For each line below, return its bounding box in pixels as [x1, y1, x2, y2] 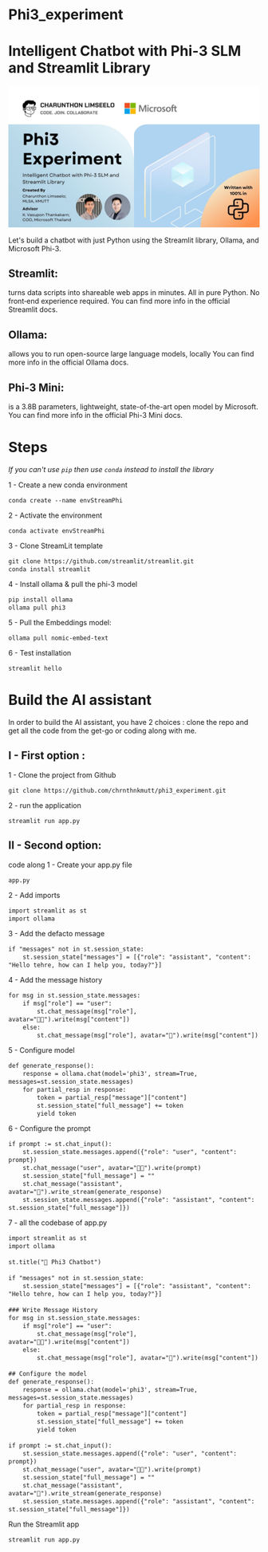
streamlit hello [8, 664, 62, 672]
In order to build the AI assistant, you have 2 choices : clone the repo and [8, 717, 249, 727]
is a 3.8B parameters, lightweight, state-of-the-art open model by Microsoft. [8, 402, 258, 412]
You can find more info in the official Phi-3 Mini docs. [8, 411, 183, 420]
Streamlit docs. [8, 305, 58, 314]
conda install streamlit [8, 565, 91, 573]
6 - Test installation [8, 648, 72, 657]
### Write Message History [8, 1306, 98, 1314]
